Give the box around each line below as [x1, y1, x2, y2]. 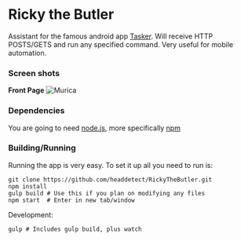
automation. [8, 48, 47, 57]
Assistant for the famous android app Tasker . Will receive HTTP [8, 31, 214, 41]
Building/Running [8, 143, 76, 154]
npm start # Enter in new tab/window [8, 196, 135, 204]
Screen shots [8, 68, 60, 79]
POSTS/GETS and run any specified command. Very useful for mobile [8, 39, 234, 49]
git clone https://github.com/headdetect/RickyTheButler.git [8, 175, 213, 184]
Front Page [8, 86, 45, 95]
